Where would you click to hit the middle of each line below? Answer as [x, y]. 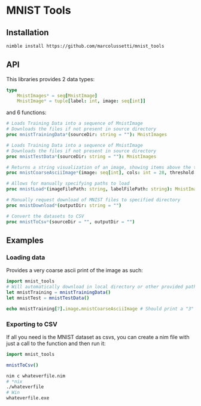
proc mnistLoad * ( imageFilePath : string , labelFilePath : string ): [89, 189]
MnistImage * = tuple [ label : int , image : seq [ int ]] [81, 101]
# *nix [14, 382]
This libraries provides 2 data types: [51, 79]
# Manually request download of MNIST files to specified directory [93, 200]
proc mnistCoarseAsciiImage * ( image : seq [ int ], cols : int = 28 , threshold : [101, 173]
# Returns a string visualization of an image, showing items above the [99, 167]
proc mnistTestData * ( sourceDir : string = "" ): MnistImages [81, 156]
